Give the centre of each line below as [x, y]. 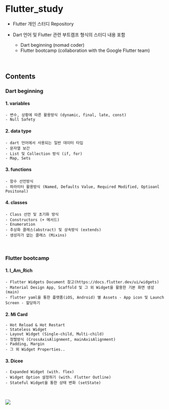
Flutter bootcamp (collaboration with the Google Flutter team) [85, 50]
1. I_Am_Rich [19, 270]
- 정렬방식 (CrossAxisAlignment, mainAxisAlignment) [61, 340]
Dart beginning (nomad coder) [52, 45]
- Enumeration [20, 224]
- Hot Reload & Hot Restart [35, 325]
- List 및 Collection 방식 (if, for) [44, 154]
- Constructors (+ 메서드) [33, 220]
